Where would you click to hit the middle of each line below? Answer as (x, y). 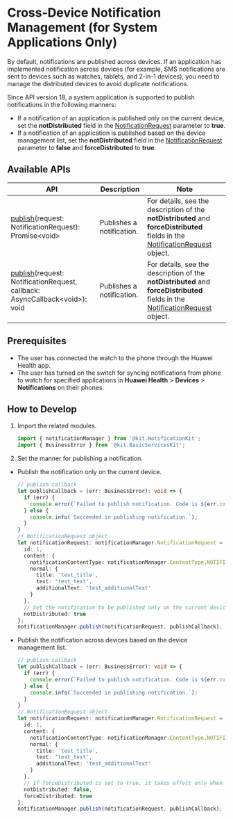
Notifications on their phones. (61, 387)
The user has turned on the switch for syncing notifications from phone (119, 373)
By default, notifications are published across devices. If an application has (114, 61)
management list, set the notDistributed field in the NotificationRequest (120, 140)
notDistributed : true (55, 614)
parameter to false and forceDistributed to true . (87, 147)
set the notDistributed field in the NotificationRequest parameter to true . (121, 125)
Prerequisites (37, 341)
